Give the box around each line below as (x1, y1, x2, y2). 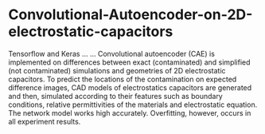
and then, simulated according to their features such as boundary (8, 91, 223, 100)
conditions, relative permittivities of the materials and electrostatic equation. (8, 100, 258, 109)
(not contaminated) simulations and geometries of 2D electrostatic (8, 65, 226, 75)
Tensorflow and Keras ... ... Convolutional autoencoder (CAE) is (8, 49, 215, 58)
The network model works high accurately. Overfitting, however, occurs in (8, 108, 251, 117)
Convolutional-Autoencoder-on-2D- (8, 6, 253, 24)
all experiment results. (8, 116, 81, 126)
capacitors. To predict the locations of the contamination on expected (8, 74, 237, 84)
